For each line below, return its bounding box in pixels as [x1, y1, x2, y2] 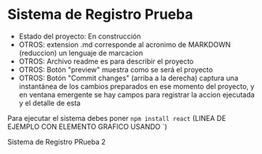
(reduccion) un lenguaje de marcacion [18, 48, 144, 57]
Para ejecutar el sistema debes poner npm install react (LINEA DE [7, 113, 226, 123]
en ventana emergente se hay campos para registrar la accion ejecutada [18, 90, 255, 99]
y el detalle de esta [18, 98, 80, 108]
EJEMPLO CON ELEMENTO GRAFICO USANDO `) [7, 122, 167, 131]
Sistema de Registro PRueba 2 [7, 137, 106, 146]
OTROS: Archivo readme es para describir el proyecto [18, 57, 194, 66]
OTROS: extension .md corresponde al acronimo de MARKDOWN [18, 39, 231, 49]
